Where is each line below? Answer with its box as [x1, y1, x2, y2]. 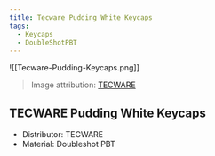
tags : [9, 21, 29, 30]
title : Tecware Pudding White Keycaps [9, 12, 153, 22]
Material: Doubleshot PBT [21, 139, 115, 150]
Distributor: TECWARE [21, 129, 104, 140]
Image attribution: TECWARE [30, 79, 136, 90]
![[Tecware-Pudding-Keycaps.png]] [9, 62, 140, 73]
